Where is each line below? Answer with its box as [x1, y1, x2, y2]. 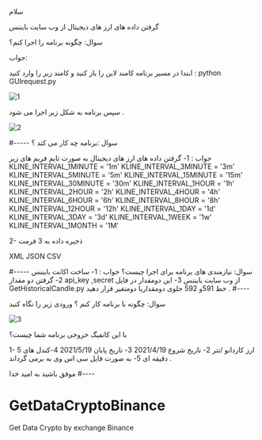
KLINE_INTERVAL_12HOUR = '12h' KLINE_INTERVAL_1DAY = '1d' [9, 204, 216, 213]
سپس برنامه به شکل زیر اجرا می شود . [9, 107, 125, 117]
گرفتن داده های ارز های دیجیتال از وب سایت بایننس [9, 22, 159, 31]
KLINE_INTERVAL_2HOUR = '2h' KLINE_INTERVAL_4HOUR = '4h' [9, 187, 221, 197]
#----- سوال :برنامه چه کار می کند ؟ [9, 138, 118, 147]
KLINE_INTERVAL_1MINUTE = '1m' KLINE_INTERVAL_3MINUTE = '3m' [9, 162, 235, 171]
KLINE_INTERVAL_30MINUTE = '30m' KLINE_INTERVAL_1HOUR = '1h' [9, 178, 235, 188]
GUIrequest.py [9, 77, 57, 86]
